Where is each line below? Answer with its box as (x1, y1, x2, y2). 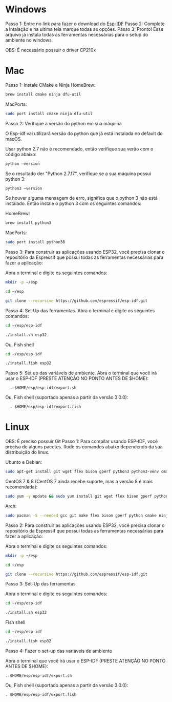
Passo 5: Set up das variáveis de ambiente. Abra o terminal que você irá (5, 370, 157, 376)
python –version (5, 161, 40, 166)
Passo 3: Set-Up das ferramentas (5, 581, 76, 587)
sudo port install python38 (5, 240, 66, 245)
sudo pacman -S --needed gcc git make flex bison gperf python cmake (5, 513, 157, 518)
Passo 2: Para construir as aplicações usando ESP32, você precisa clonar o (5, 522, 165, 528)
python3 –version (5, 186, 42, 191)
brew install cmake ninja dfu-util (5, 91, 81, 97)
